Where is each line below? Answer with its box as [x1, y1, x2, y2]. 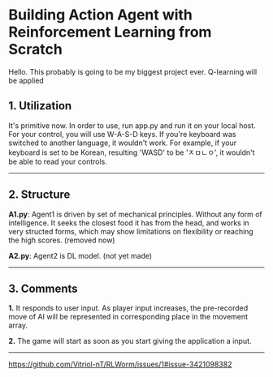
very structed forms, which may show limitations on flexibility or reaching [8, 226, 253, 236]
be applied [8, 75, 45, 85]
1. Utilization [8, 99, 72, 113]
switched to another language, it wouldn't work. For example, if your [8, 138, 237, 148]
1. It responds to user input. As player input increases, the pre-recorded [8, 303, 249, 313]
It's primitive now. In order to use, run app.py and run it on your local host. [8, 120, 256, 131]
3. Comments [8, 281, 79, 295]
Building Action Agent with [8, 6, 193, 24]
